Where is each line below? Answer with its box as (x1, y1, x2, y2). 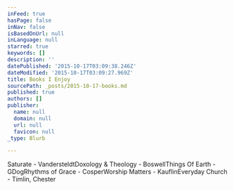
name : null (13, 108, 46, 115)
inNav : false (7, 23, 46, 30)
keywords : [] (7, 50, 46, 57)
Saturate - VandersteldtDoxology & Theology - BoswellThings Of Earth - (7, 160, 216, 169)
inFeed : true (7, 10, 46, 18)
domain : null (13, 115, 52, 122)
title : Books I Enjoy (7, 75, 71, 83)
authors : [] (7, 96, 42, 103)
